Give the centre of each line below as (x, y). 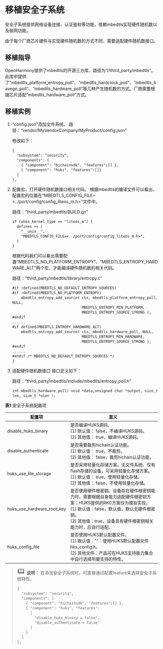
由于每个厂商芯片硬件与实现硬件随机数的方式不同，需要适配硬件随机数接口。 (81, 41)
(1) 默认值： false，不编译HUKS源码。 (108, 431)
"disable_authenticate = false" (67, 623)
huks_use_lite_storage (29, 474)
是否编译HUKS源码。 (91, 425)
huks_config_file (23, 547)
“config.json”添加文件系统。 (40, 124)
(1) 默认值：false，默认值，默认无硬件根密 (113, 509)
